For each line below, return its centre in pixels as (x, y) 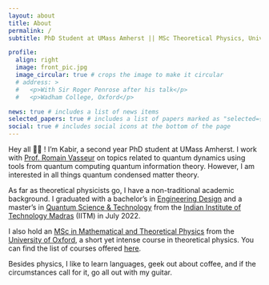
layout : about (32, 16)
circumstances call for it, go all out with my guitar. (90, 272)
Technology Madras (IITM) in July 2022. (74, 216)
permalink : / (30, 30)
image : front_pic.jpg (52, 68)
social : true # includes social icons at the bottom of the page (119, 126)
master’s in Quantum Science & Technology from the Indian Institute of (125, 207)
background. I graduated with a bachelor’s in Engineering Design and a (125, 199)
